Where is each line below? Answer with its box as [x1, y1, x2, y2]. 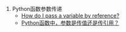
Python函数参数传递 [12, 5, 63, 12]
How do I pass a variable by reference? [21, 12, 120, 19]
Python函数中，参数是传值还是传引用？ [21, 19, 120, 26]
